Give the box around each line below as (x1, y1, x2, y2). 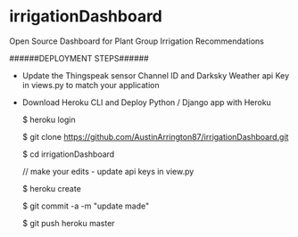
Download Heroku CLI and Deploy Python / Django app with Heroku (21, 96, 272, 108)
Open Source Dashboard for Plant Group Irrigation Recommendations (9, 36, 265, 46)
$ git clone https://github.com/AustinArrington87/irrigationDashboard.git (21, 131, 289, 142)
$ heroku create (21, 183, 82, 193)
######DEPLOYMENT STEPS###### (9, 53, 149, 63)
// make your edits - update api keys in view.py (21, 166, 195, 176)
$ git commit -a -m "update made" (21, 200, 150, 211)
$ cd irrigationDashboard (21, 149, 115, 159)
